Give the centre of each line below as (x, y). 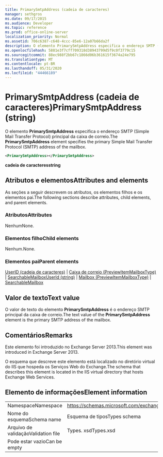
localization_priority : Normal (37, 37)
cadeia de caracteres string (33, 165)
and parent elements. (26, 202)
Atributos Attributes (29, 215)
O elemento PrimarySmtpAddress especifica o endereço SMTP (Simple (77, 131)
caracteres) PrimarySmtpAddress (73, 107)
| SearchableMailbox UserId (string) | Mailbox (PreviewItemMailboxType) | (78, 277)
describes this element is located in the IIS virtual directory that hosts (74, 372)
